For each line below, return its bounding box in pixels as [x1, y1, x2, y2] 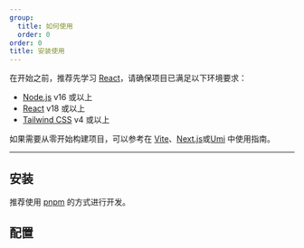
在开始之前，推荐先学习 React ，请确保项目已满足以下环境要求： [9, 73, 247, 84]
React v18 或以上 [22, 103, 86, 114]
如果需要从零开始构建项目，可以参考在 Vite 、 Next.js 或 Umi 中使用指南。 [9, 133, 276, 144]
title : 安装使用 [9, 47, 65, 56]
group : [9, 13, 34, 23]
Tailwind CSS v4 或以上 [22, 115, 110, 125]
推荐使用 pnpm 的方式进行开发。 [9, 196, 131, 207]
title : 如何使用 [17, 22, 74, 31]
